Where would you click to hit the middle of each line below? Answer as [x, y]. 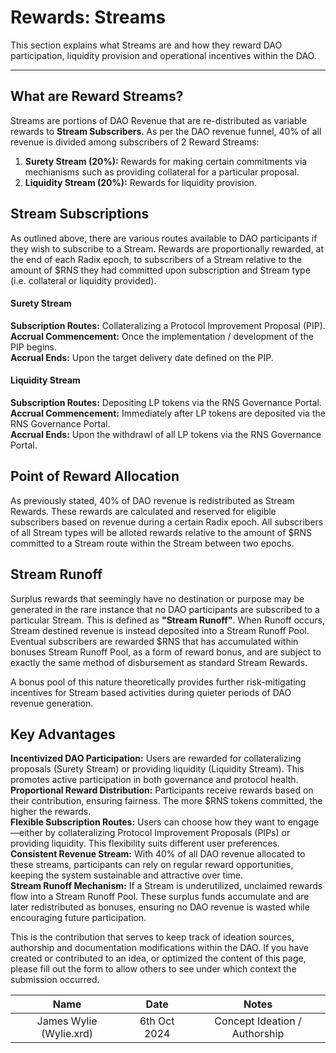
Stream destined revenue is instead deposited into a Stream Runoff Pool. [160, 630]
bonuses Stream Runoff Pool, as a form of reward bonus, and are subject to [166, 652]
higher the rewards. [51, 812]
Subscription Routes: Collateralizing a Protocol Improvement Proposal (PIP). [168, 325]
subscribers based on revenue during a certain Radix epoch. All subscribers [167, 522]
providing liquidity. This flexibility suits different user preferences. [145, 843]
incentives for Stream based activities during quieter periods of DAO [151, 692]
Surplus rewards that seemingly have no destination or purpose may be [157, 598]
